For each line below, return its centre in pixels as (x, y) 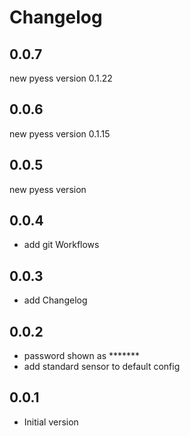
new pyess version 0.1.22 (61, 78)
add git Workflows (61, 245)
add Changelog (55, 300)
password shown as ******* (82, 356)
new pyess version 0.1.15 (60, 133)
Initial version (51, 422)
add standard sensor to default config (102, 367)
